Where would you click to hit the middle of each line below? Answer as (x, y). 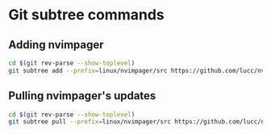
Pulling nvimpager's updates (82, 96)
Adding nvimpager (56, 45)
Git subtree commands (86, 15)
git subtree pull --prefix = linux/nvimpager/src (90, 122)
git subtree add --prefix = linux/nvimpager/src (88, 70)
